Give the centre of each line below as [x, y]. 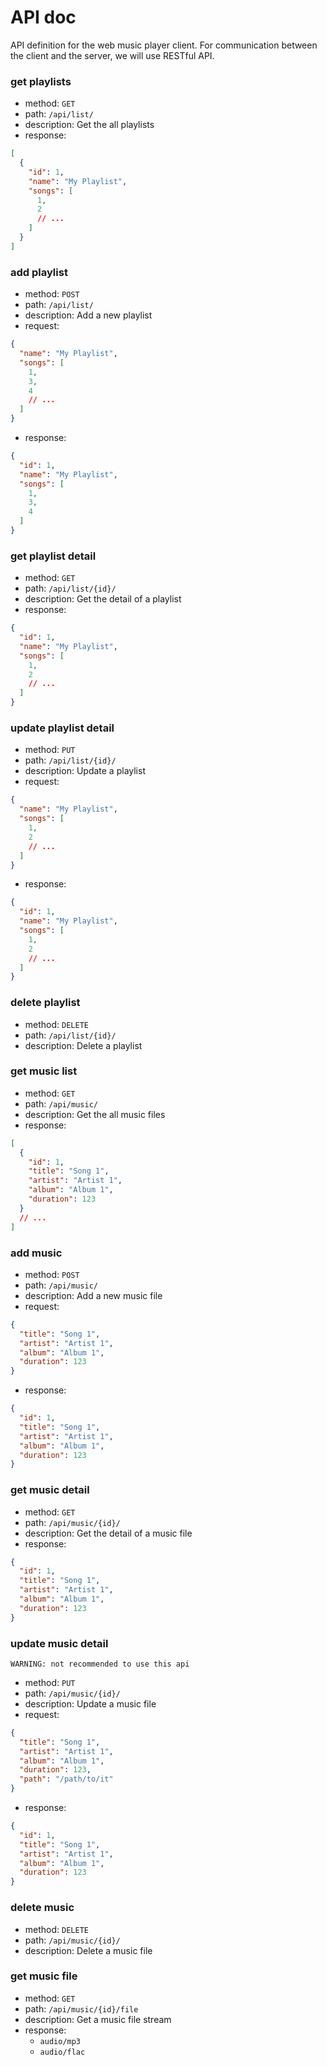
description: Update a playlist [85, 771]
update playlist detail [62, 728]
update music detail [59, 1643]
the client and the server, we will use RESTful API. [112, 55]
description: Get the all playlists [89, 125]
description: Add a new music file [93, 1295]
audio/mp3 [60, 2041]
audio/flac [62, 2052]
